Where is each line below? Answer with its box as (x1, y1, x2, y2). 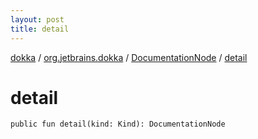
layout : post (10, 14, 65, 25)
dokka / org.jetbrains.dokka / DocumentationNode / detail (10, 51, 248, 63)
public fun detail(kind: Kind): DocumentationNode (10, 119, 226, 130)
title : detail (10, 24, 70, 34)
